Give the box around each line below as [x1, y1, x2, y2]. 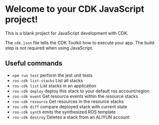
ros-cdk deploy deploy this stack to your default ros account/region [12, 88, 150, 94]
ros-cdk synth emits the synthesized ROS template [12, 109, 116, 115]
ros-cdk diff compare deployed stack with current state [12, 103, 127, 109]
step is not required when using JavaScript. [5, 45, 94, 51]
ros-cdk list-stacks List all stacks [12, 77, 83, 83]
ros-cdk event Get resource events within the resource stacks [12, 93, 138, 99]
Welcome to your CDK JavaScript [5, 3, 144, 15]
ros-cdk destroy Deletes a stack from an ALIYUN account [12, 114, 130, 120]
